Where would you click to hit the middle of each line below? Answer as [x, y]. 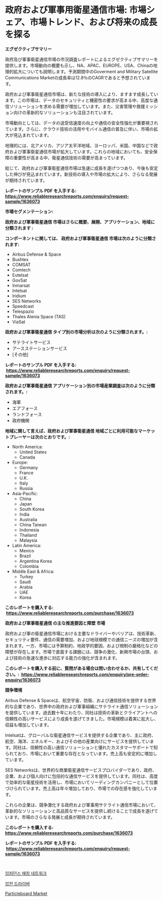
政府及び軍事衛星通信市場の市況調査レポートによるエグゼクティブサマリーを [81, 59]
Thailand [28, 535]
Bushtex [20, 259]
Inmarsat [21, 285]
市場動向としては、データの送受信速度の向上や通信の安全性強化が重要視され [82, 123]
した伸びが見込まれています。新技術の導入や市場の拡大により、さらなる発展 [81, 174]
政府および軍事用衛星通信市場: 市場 [76, 10]
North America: [27, 447]
